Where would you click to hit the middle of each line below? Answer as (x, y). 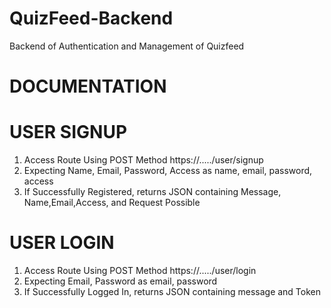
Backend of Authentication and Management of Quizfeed (127, 46)
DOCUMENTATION (88, 86)
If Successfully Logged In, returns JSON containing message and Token (172, 291)
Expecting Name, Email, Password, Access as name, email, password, (168, 171)
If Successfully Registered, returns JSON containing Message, (152, 192)
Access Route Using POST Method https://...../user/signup (143, 160)
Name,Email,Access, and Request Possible (112, 203)
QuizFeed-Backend (91, 18)
